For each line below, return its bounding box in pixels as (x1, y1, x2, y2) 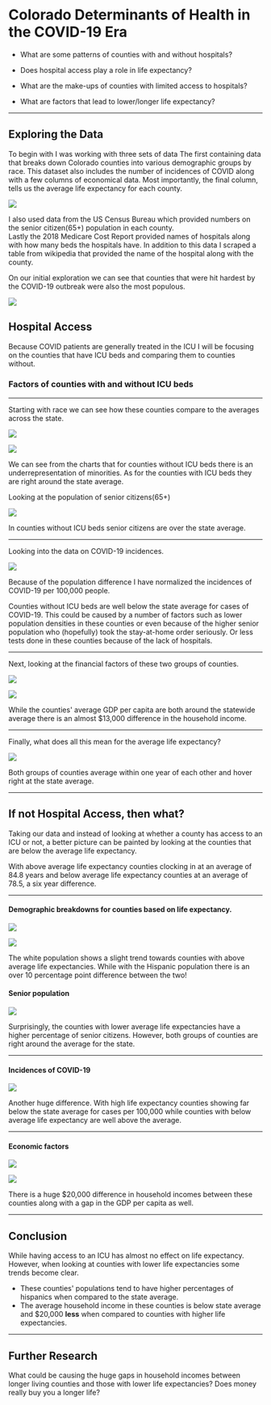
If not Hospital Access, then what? (8, 807, 185, 821)
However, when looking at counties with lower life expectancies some (8, 1259, 240, 1269)
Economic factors (8, 1141, 69, 1151)
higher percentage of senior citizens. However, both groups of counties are (8, 1031, 259, 1040)
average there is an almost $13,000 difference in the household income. (8, 713, 248, 723)
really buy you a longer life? (8, 1388, 101, 1398)
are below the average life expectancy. (8, 846, 137, 855)
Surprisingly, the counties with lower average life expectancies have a (8, 1022, 240, 1032)
